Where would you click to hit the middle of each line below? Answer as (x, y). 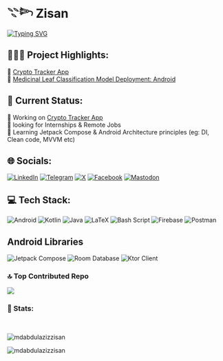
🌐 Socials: (30, 161)
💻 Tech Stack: (39, 200)
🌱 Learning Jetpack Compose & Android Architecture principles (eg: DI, (108, 132)
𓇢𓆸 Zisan (38, 13)
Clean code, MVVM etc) (41, 139)
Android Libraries (45, 241)
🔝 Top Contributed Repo (48, 276)
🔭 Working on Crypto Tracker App (55, 117)
